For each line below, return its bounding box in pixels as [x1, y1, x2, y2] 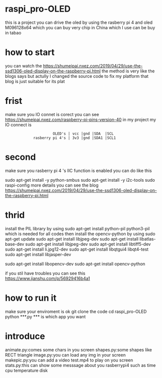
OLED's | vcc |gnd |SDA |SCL [52, 131, 114, 136]
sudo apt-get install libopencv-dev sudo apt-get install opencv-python [5, 261, 146, 267]
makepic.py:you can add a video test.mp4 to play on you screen [5, 357, 133, 363]
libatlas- [139, 236, 156, 241]
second [5, 152, 36, 162]
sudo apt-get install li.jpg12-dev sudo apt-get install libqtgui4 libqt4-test [5, 246, 149, 252]
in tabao [5, 30, 22, 35]
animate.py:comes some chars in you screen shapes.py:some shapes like [5, 346, 152, 353]
